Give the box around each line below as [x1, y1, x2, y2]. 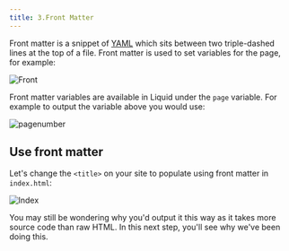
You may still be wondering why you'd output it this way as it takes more [9, 212, 276, 223]
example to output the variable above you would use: [9, 100, 206, 112]
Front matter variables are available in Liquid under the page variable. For [9, 91, 277, 102]
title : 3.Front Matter [9, 13, 94, 22]
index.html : [9, 177, 52, 188]
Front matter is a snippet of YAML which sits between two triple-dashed [9, 38, 276, 48]
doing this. [9, 231, 48, 242]
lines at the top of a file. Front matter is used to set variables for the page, [9, 47, 281, 58]
